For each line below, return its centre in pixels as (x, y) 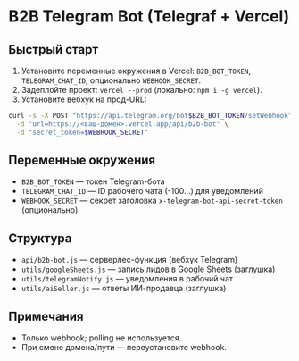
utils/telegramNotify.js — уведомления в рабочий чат (127, 279)
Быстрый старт (54, 50)
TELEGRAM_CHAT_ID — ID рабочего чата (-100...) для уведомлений (142, 191)
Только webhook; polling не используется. (101, 338)
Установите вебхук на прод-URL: (84, 99)
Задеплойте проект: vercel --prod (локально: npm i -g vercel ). (141, 90)
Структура (40, 238)
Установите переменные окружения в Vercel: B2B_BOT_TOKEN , (136, 71)
